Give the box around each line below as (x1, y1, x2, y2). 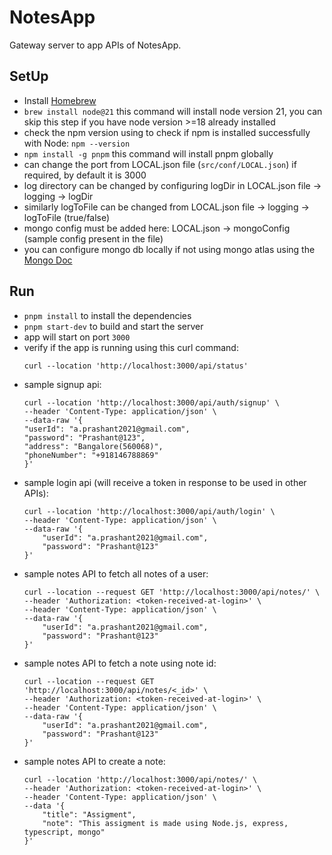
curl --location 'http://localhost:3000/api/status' (23, 361, 249, 371)
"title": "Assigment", (42, 809, 137, 820)
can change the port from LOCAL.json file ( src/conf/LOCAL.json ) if (23, 158, 297, 170)
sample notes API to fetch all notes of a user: (23, 567, 209, 580)
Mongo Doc (23, 254, 73, 266)
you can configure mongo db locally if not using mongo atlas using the (23, 243, 316, 255)
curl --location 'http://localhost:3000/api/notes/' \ (23, 774, 258, 785)
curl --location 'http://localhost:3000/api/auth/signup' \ (23, 397, 280, 408)
